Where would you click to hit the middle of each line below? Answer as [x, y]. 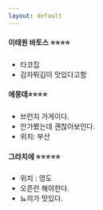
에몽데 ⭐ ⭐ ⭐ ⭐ [28, 94]
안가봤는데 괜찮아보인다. [57, 126]
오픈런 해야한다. [44, 188]
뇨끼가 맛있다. [42, 199]
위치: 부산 [35, 137]
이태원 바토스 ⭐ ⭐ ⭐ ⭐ [39, 43]
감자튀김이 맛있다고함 [53, 74]
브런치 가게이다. [44, 117]
